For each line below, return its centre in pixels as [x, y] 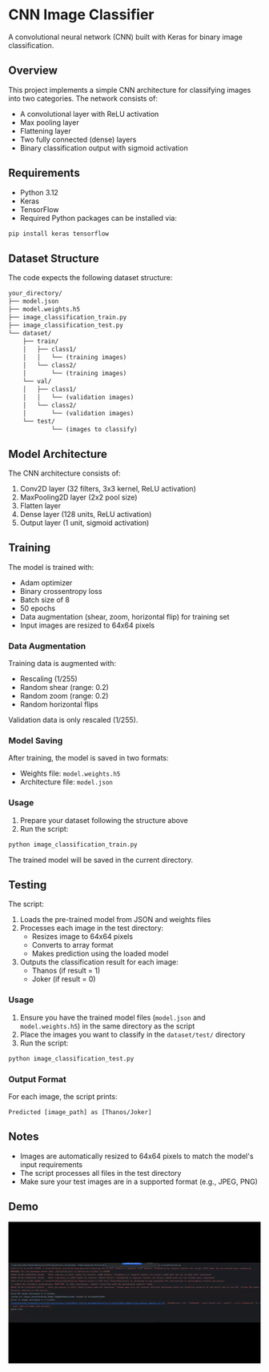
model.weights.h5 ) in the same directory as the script [107, 1025]
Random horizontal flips [59, 704]
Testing [28, 885]
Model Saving [36, 740]
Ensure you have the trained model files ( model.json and [112, 1017]
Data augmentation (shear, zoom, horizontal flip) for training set [124, 616]
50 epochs [38, 608]
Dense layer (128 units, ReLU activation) [86, 515]
